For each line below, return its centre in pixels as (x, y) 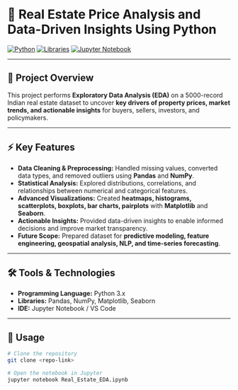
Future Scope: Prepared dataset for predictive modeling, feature (113, 236)
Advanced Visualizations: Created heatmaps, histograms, (104, 198)
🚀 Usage (26, 337)
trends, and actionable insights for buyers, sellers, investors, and (103, 110)
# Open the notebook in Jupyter (55, 373)
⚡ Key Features (41, 148)
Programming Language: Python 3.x (72, 294)
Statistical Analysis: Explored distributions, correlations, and (107, 183)
